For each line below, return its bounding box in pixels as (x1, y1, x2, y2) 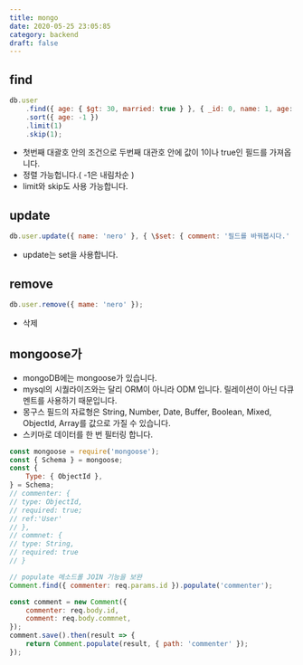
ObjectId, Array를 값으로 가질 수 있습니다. (22, 417, 171, 428)
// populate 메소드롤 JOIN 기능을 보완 (9, 572, 143, 582)
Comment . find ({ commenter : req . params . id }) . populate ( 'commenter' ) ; (9, 581, 273, 590)
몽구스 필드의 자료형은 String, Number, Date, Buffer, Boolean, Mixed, (22, 406, 272, 417)
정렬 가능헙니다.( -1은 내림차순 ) (22, 169, 135, 181)
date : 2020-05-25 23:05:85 (9, 22, 111, 31)
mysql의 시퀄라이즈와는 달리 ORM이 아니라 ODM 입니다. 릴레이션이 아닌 (22, 384, 278, 394)
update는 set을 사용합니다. (22, 250, 118, 261)
